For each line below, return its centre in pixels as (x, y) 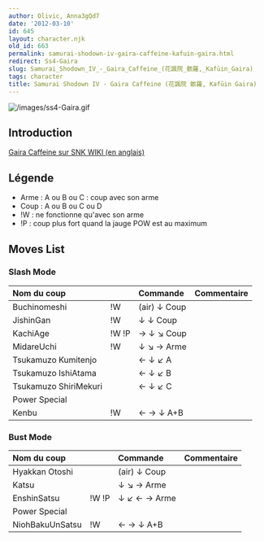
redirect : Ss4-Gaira (43, 62)
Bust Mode (30, 437)
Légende (31, 178)
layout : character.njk (47, 39)
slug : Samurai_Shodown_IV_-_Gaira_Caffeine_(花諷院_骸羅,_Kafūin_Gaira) (131, 69)
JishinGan (32, 320)
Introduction (41, 132)
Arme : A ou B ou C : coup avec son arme (89, 198)
